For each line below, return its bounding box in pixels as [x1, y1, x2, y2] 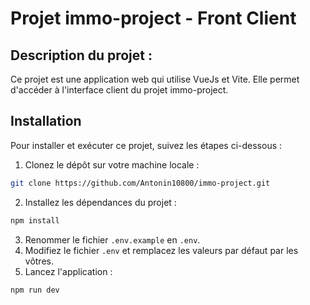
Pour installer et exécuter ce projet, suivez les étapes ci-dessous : [10, 139, 283, 151]
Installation [10, 113, 82, 130]
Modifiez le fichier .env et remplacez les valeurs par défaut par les [24, 244, 299, 256]
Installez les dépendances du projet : [24, 196, 177, 208]
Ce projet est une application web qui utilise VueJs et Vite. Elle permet [10, 73, 300, 85]
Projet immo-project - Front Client [10, 7, 297, 30]
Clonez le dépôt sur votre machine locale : [24, 158, 200, 171]
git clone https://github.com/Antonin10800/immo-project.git [10, 178, 271, 188]
